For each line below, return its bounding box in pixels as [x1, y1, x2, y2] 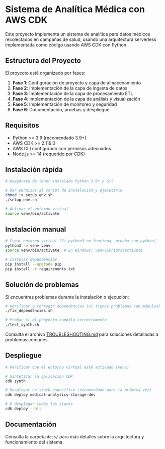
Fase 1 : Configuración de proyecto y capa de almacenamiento [12, 79, 141, 85]
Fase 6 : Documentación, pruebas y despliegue [12, 106, 110, 112]
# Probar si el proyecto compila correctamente [5, 318, 107, 323]
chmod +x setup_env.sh [5, 193, 53, 198]
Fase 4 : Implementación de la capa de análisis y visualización [12, 96, 141, 102]
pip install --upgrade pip [5, 261, 62, 266]
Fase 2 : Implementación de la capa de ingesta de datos [12, 85, 128, 91]
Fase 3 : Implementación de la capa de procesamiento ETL [12, 90, 133, 97]
